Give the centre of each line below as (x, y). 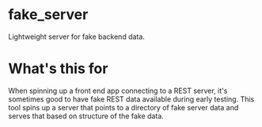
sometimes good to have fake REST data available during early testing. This (131, 99)
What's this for (58, 69)
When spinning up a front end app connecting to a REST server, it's (118, 90)
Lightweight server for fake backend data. (76, 37)
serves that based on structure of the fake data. (86, 116)
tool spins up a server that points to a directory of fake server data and (123, 107)
